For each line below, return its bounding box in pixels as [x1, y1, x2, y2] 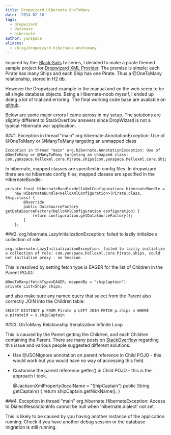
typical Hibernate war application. [5, 122, 76, 129]
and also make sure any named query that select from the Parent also [5, 293, 151, 299]
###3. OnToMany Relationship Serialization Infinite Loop [5, 321, 123, 327]
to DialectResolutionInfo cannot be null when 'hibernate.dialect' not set [5, 403, 154, 410]
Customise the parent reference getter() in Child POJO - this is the [12, 367, 152, 373]
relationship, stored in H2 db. [5, 75, 66, 82]
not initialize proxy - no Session [5, 255, 81, 260]
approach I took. [12, 373, 47, 379]
